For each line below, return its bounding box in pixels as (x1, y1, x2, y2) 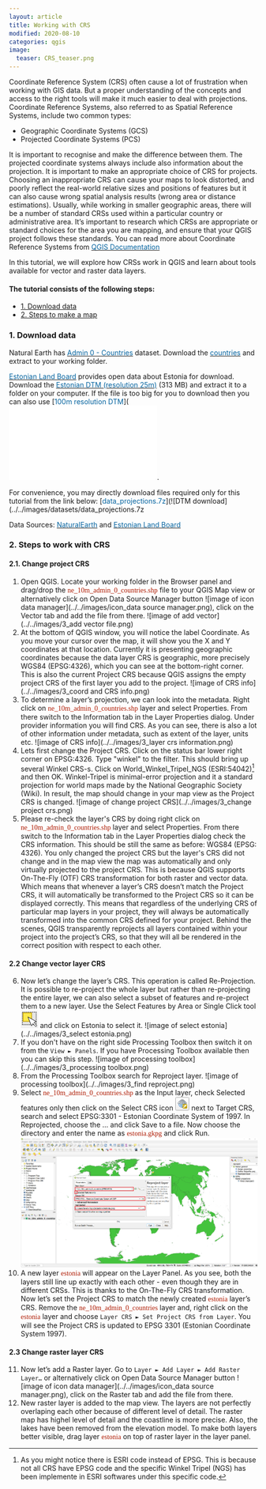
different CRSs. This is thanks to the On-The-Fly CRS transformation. (20, 1285, 245, 1294)
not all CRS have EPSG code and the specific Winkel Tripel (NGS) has (20, 1464, 246, 1473)
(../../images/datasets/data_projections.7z (9, 505, 144, 514)
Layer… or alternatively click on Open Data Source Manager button (20, 1373, 235, 1383)
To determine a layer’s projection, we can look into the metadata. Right (20, 694, 250, 704)
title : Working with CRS (9, 21, 91, 29)
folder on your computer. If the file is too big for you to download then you (9, 388, 249, 398)
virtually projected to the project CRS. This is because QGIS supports (20, 865, 245, 875)
